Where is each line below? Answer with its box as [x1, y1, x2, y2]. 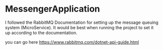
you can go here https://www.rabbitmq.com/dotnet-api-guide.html [5, 39, 140, 45]
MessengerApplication [5, 3, 100, 15]
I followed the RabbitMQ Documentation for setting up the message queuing [5, 19, 159, 25]
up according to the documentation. [5, 30, 77, 35]
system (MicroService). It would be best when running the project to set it [5, 24, 154, 30]
